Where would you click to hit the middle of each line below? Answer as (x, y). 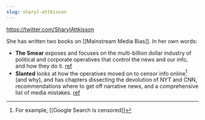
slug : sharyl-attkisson (37, 12)
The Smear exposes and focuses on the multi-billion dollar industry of (103, 53)
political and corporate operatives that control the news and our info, (101, 59)
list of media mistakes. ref (48, 93)
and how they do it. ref (44, 66)
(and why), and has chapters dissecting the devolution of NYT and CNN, (106, 80)
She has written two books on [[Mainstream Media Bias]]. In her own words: (102, 41)
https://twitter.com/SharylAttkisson (50, 29)
